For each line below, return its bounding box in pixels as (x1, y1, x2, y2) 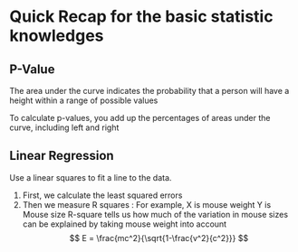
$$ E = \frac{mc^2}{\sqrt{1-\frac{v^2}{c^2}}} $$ (69, 232, 249, 243)
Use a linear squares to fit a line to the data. (9, 172, 172, 182)
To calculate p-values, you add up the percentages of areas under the (9, 113, 271, 123)
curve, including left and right (9, 122, 120, 133)
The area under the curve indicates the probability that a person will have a (9, 86, 290, 96)
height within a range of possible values (9, 95, 159, 106)
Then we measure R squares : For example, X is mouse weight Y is (22, 199, 272, 210)
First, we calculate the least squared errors (22, 190, 183, 201)
